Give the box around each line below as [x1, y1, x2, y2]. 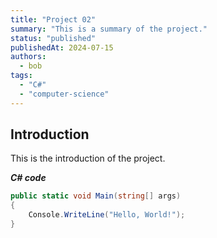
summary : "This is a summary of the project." [10, 24, 208, 34]
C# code [10, 172, 47, 184]
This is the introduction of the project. [10, 152, 166, 165]
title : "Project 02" [10, 14, 97, 25]
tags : [10, 71, 33, 81]
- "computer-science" [19, 89, 110, 99]
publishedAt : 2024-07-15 [10, 42, 114, 53]
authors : [10, 52, 47, 62]
